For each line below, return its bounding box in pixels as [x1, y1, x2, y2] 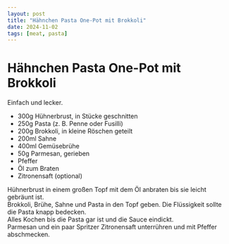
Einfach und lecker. [7, 98, 63, 107]
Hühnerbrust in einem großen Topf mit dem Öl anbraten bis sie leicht [7, 186, 206, 194]
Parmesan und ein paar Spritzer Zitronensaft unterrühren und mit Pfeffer [7, 223, 217, 231]
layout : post [7, 10, 46, 18]
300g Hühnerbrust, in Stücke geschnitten [17, 112, 139, 120]
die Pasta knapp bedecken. [7, 208, 87, 217]
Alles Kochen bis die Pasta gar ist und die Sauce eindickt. [7, 215, 174, 224]
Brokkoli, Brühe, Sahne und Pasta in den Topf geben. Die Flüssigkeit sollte [7, 200, 222, 209]
